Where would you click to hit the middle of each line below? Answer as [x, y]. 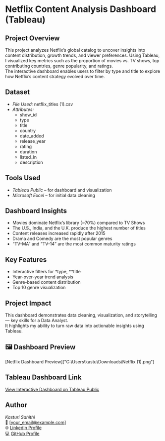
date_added [32, 136]
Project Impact [28, 303]
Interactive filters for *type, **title [46, 272]
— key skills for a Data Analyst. [37, 321]
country [28, 130]
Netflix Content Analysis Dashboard [81, 9]
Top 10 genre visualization [39, 288]
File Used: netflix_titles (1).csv [43, 104]
